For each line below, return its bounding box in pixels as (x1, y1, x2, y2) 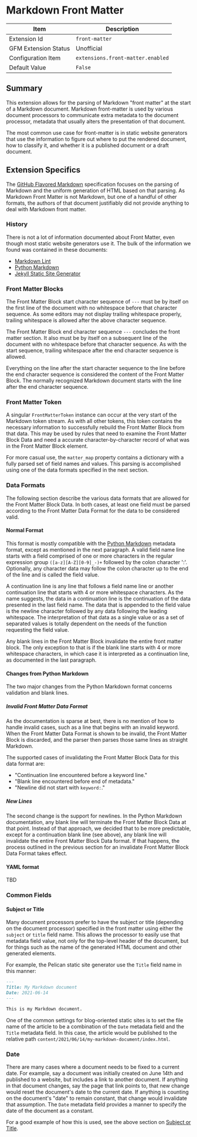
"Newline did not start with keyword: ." (14, 784, 106, 791)
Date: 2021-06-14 (6, 990, 49, 996)
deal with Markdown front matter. (6, 205, 87, 212)
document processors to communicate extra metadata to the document (6, 111, 179, 118)
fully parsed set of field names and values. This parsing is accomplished (6, 460, 181, 468)
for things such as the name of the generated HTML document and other (6, 943, 182, 951)
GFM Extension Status (9, 44, 70, 52)
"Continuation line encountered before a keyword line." (14, 772, 148, 779)
